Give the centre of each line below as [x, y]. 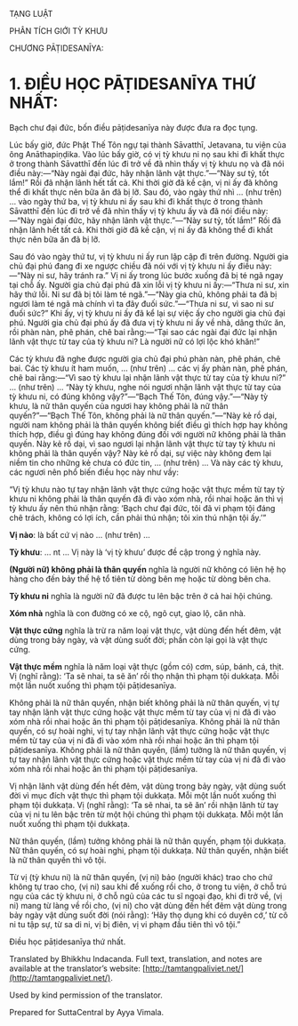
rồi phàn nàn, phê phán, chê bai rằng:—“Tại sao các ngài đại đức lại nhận [143, 332]
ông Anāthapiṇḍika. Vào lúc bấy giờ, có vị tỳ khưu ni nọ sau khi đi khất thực [147, 154]
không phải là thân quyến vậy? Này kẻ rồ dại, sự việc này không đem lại [141, 453]
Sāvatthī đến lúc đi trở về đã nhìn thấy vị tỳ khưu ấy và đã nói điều [130, 211]
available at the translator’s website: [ [77, 968]
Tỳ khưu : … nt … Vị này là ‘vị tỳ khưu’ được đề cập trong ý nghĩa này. [135, 552]
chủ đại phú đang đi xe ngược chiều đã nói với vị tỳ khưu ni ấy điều [132, 266]
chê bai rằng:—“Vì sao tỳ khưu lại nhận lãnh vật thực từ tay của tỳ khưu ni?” [148, 377]
